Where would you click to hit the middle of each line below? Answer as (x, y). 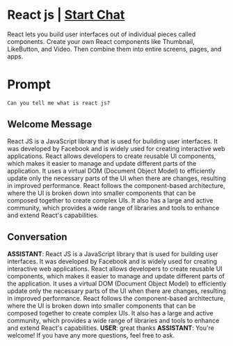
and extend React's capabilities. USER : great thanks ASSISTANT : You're (111, 328)
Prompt (29, 85)
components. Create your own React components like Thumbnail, (101, 41)
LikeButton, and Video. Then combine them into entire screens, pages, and (114, 49)
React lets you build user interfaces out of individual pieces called (102, 34)
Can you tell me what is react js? (59, 103)
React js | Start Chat (66, 15)
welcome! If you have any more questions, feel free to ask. (91, 335)
